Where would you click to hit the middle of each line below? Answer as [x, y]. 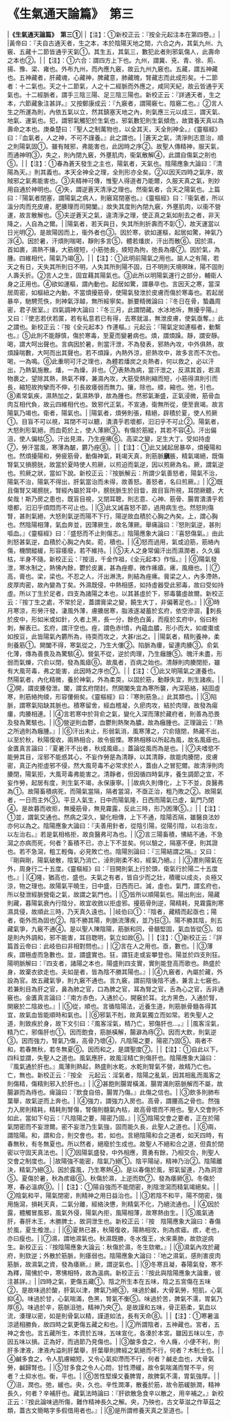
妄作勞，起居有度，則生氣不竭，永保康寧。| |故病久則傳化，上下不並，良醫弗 [115, 782]
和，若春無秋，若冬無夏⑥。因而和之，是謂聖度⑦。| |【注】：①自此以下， [114, 1049]
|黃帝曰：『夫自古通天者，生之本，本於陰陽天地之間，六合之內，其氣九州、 [112, 43]
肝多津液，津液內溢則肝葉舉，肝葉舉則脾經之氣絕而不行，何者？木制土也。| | [115, 1350]
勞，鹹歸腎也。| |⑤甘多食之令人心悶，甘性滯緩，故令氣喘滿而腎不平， [108, 1367]
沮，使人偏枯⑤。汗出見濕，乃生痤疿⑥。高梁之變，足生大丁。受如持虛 [109, 438]
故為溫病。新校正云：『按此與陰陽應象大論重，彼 [153, 1273]
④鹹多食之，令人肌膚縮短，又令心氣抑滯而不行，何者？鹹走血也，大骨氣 [111, 1359]
